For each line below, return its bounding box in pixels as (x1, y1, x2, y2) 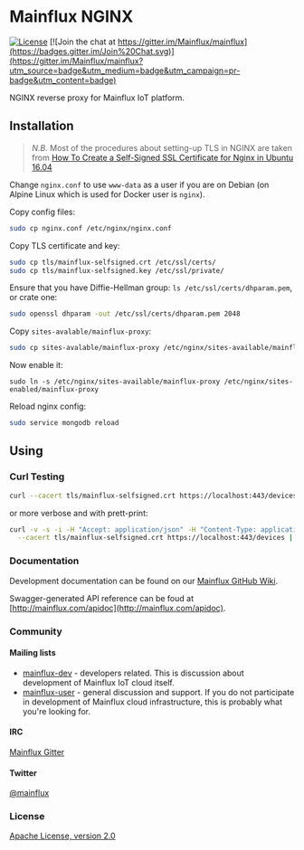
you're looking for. (22, 705, 91, 716)
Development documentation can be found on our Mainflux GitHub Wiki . (9, 575, 279, 586)
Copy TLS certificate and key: (9, 240, 120, 250)
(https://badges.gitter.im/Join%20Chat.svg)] (9, 45, 175, 56)
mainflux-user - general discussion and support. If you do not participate (22, 686, 295, 697)
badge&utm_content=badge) (9, 74, 117, 85)
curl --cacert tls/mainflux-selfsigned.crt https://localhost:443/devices (9, 491, 298, 500)
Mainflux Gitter (9, 746, 65, 757)
